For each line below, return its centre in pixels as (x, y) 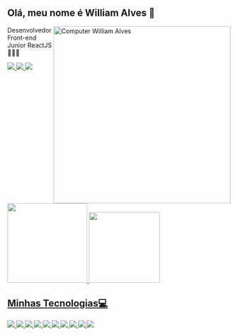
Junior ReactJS (30, 45)
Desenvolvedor (29, 30)
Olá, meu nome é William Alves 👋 (81, 13)
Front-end (22, 37)
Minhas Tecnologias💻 (58, 304)
